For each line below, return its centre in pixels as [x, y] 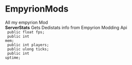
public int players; [28, 45]
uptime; [13, 57]
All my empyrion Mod [26, 22]
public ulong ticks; [28, 49]
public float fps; [26, 32]
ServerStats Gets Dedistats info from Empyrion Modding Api [66, 27]
